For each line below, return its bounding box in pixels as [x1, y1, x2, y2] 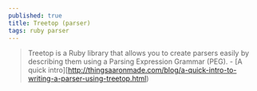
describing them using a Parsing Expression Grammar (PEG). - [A [27, 57, 243, 66]
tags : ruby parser [8, 26, 69, 34]
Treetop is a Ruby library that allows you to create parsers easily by [27, 49, 250, 58]
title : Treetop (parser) [8, 19, 91, 27]
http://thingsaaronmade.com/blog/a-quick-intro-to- [67, 65, 237, 75]
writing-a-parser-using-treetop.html [27, 73, 147, 84]
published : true [8, 11, 62, 20]
